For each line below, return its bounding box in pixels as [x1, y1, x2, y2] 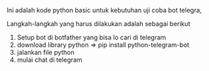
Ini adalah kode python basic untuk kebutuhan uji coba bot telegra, [6, 6, 202, 14]
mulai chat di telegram [16, 56, 82, 64]
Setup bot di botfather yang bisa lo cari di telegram [16, 33, 166, 41]
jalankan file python [16, 49, 75, 56]
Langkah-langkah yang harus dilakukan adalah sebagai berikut [6, 20, 191, 27]
